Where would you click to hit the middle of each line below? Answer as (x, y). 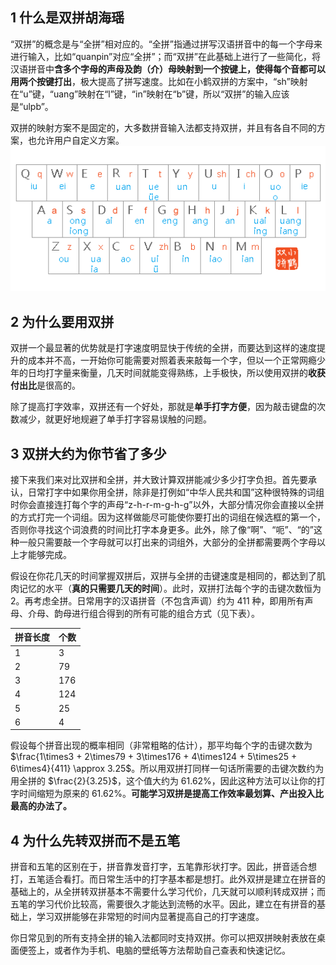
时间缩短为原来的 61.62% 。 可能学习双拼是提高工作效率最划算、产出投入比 (171, 794)
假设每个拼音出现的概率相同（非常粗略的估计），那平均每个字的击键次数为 (161, 745)
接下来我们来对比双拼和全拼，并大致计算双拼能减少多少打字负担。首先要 (159, 479)
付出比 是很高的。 (45, 385)
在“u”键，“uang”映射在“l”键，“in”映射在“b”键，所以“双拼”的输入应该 (150, 94)
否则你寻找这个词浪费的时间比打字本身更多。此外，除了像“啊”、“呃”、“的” (162, 529)
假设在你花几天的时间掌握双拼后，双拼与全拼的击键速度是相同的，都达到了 (163, 575)
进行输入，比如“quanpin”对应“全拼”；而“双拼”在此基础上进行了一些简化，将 (165, 56)
